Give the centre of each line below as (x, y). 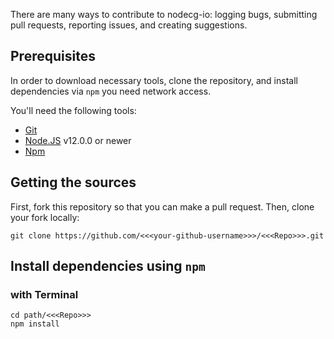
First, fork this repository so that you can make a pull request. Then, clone (162, 206)
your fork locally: (45, 217)
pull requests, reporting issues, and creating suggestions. (129, 25)
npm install (35, 324)
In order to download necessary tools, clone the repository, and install (154, 80)
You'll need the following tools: (73, 110)
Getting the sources (73, 182)
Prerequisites (53, 56)
